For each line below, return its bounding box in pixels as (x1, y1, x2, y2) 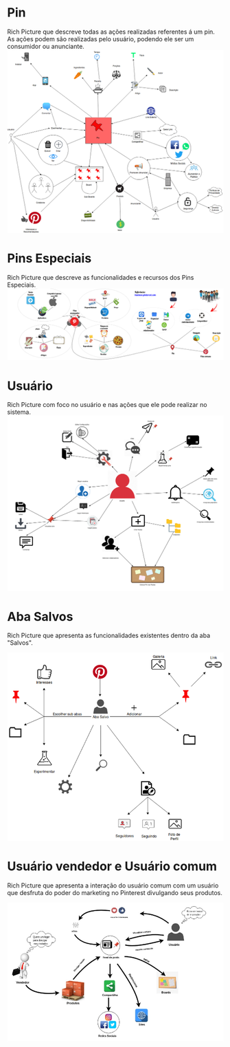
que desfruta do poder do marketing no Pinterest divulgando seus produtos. (7, 888, 223, 896)
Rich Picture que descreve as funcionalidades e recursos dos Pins (7, 273, 194, 281)
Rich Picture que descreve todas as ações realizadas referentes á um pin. (7, 27, 215, 36)
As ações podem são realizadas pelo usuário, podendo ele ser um (7, 34, 194, 43)
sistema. (7, 408, 31, 417)
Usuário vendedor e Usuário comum (7, 859, 218, 874)
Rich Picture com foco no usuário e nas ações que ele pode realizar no (7, 401, 207, 409)
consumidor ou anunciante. (7, 42, 84, 50)
